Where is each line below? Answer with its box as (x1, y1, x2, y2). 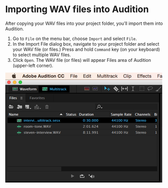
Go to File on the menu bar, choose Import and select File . (12, 35, 137, 42)
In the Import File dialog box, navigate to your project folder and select (12, 41, 159, 47)
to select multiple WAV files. (12, 52, 71, 58)
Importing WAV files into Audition (5, 4, 149, 15)
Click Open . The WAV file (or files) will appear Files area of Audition (12, 57, 151, 63)
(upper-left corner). (12, 62, 54, 68)
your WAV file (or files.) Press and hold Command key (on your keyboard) (12, 46, 160, 52)
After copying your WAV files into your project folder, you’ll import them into (5, 20, 163, 26)
